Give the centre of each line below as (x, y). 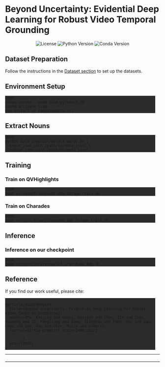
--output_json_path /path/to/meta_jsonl (47, 150)
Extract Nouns (27, 126)
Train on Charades (27, 206)
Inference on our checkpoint (40, 250)
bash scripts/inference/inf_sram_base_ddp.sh (52, 265)
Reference (21, 279)
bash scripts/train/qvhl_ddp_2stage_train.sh (52, 194)
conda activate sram (26, 106)
